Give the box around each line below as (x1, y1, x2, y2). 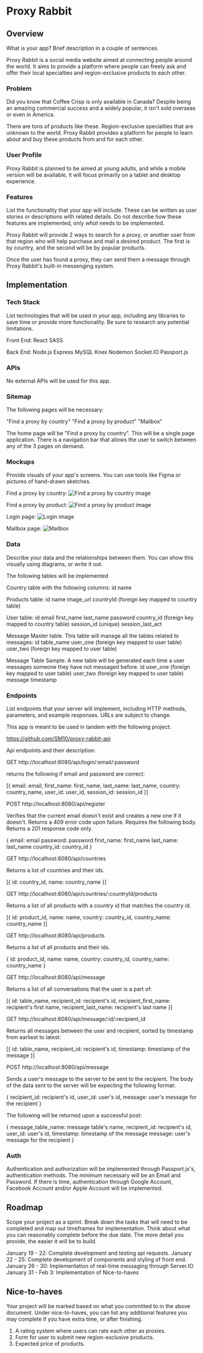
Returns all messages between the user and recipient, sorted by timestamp (6, 1027, 194, 1034)
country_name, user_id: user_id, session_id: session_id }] (6, 788, 148, 796)
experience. (6, 177, 36, 185)
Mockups (6, 458, 35, 466)
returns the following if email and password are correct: (6, 770, 145, 778)
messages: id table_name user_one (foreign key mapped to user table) (6, 639, 182, 646)
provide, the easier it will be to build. (6, 1238, 97, 1245)
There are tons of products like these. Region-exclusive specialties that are (6, 123, 194, 130)
